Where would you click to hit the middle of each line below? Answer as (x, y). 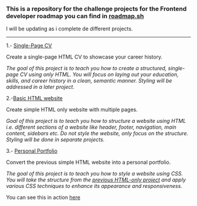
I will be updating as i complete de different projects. (69, 29)
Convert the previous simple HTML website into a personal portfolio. (89, 162)
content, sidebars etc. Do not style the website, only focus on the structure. (97, 133)
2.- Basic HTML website (35, 98)
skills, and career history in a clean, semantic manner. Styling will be (89, 81)
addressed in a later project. (40, 87)
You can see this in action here (43, 197)
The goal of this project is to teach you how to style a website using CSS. (95, 174)
